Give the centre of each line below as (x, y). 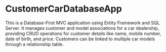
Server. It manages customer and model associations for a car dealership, (82, 28)
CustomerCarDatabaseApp (64, 9)
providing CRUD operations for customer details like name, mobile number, (83, 33)
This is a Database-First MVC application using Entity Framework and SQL (83, 23)
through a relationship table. (35, 44)
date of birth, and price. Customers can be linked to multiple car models (80, 39)
